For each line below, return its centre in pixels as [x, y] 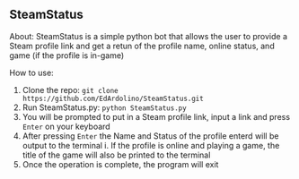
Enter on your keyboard [66, 126]
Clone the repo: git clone [70, 89]
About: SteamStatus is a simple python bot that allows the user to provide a [149, 36]
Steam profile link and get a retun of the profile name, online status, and [142, 46]
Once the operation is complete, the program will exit [120, 164]
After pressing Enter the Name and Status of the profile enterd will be [150, 136]
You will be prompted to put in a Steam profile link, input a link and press [156, 116]
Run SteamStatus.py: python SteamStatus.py [104, 107]
